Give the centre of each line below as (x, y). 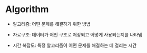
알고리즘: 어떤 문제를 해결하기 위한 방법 (52, 24)
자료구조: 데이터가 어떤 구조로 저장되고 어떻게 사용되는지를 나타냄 (77, 34)
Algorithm (27, 9)
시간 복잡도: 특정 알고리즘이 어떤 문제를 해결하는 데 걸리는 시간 (75, 45)
